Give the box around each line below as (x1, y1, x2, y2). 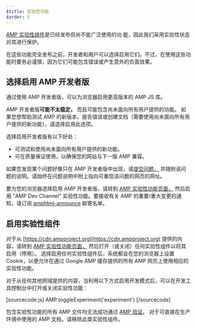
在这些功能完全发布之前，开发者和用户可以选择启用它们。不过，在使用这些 (6, 50, 186, 58)
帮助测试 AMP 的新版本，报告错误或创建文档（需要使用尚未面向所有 (21, 113, 185, 120)
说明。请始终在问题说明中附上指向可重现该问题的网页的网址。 (16, 173, 165, 180)
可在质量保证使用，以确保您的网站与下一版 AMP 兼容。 (14, 153, 148, 160)
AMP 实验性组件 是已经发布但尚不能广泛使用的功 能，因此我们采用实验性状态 (6, 31, 191, 38)
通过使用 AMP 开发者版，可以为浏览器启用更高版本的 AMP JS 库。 (6, 93, 166, 100)
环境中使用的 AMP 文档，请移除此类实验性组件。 (6, 316, 124, 323)
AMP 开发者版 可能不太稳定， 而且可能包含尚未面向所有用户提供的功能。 (6, 106, 180, 113)
